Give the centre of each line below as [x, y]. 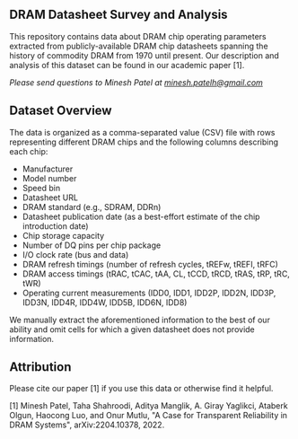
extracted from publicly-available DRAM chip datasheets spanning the [139, 46]
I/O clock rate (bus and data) [75, 254]
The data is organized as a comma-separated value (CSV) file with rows [142, 132]
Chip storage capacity [63, 235]
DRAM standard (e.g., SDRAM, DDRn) [92, 206]
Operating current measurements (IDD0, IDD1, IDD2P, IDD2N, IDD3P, [149, 293]
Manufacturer [48, 169]
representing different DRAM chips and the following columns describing [144, 142]
